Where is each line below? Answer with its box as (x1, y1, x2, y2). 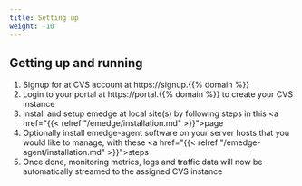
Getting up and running (9, 55, 143, 71)
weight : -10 (9, 22, 54, 31)
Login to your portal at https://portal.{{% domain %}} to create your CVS (22, 89, 293, 100)
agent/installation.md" (22, 147, 106, 158)
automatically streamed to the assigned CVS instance (22, 166, 223, 177)
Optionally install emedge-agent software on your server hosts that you (22, 128, 290, 139)
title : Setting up (9, 13, 79, 23)
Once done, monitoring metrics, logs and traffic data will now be (22, 156, 263, 168)
